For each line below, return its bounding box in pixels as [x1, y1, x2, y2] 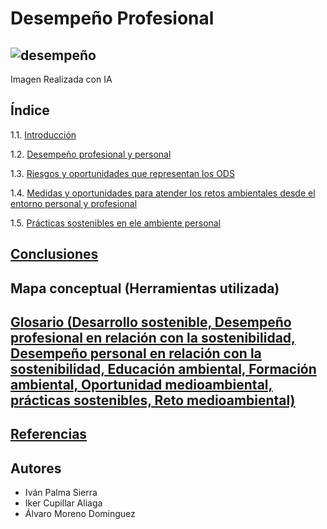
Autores [10, 460, 62, 477]
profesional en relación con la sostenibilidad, [10, 329, 297, 346]
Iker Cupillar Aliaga [24, 497, 103, 509]
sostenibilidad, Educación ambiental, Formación [10, 360, 317, 377]
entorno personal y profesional [10, 197, 138, 209]
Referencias [10, 426, 88, 443]
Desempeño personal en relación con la [10, 345, 262, 362]
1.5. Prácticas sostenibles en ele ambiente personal [10, 217, 222, 229]
